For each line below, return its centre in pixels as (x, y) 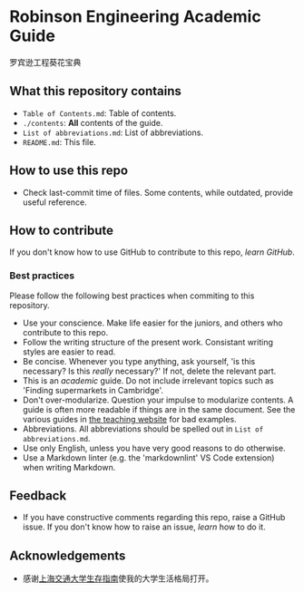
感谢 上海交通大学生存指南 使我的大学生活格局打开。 (118, 578)
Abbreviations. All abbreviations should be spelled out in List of (143, 429)
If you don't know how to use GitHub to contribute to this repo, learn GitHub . (152, 252)
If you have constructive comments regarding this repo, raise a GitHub (154, 518)
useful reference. (55, 202)
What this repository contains (95, 91)
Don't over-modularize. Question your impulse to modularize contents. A (158, 400)
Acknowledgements (68, 555)
